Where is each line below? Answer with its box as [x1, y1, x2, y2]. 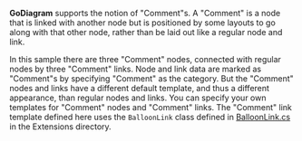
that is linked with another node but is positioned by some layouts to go [9, 17, 277, 28]
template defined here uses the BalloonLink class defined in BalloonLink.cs [9, 112, 291, 122]
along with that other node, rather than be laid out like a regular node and [9, 27, 283, 37]
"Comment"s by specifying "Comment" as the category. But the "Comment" [9, 73, 295, 84]
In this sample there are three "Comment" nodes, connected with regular [9, 54, 281, 64]
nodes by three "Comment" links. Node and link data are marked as [9, 63, 261, 74]
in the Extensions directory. [9, 121, 112, 132]
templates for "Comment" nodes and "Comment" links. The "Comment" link [9, 102, 293, 112]
